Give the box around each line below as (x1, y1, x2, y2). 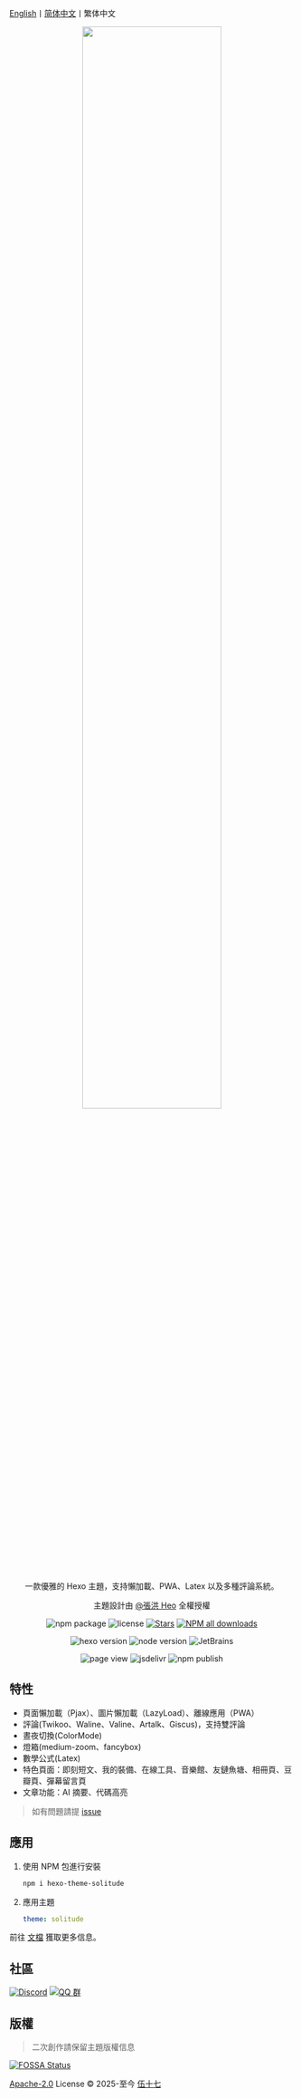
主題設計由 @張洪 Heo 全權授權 (93, 1600, 211, 1611)
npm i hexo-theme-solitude (22, 1879, 125, 1888)
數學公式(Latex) (22, 1752, 81, 1764)
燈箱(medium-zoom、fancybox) (22, 1741, 142, 1752)
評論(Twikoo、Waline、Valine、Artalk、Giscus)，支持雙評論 (22, 1718, 246, 1729)
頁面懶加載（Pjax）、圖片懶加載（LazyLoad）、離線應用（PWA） (22, 1707, 259, 1718)
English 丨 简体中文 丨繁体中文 (9, 8, 116, 18)
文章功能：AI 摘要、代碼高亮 (22, 1786, 128, 1797)
